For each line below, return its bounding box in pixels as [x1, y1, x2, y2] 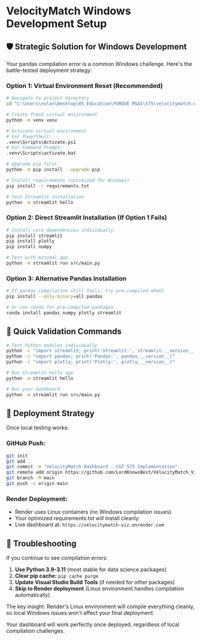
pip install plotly [6, 238, 55, 244]
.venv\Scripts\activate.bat [6, 150, 77, 156]
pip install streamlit [6, 232, 63, 239]
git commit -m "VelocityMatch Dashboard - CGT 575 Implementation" [6, 464, 178, 470]
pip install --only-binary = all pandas [6, 293, 103, 300]
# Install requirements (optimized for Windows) [6, 177, 130, 183]
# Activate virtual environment [6, 128, 87, 134]
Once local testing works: [6, 424, 69, 432]
